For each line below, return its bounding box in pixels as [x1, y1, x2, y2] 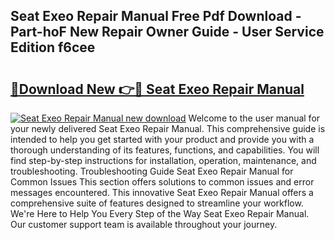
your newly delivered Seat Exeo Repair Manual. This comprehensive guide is [10, 123, 326, 134]
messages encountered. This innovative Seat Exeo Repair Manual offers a [10, 187, 314, 198]
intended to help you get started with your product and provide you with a [10, 134, 315, 145]
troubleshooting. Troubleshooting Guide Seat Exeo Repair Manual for [10, 165, 294, 177]
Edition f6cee [10, 39, 96, 56]
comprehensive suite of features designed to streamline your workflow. [10, 197, 304, 209]
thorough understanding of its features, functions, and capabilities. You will [10, 144, 320, 156]
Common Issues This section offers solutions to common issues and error [10, 176, 315, 188]
